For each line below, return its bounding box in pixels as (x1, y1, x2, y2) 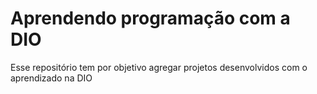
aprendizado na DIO (10, 72, 93, 84)
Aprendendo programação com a (10, 7, 291, 30)
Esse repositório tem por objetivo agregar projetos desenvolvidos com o (10, 61, 308, 73)
